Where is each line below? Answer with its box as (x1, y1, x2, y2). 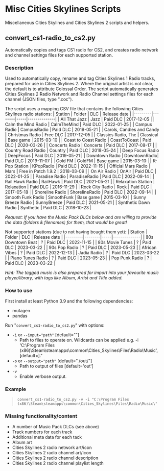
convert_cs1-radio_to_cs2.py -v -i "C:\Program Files (17, 397, 129, 402)
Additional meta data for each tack (12, 434, 82, 440)
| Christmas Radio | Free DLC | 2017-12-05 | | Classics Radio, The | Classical (5, 132, 159, 138)
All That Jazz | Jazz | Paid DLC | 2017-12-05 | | (60, 116, 155, 122)
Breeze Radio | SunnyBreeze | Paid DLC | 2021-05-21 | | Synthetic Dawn (5, 199, 150, 205)
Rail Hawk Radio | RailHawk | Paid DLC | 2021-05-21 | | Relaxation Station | (5, 179, 155, 185)
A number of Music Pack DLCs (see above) (12, 423, 99, 429)
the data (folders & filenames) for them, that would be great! (5, 220, 127, 225)
